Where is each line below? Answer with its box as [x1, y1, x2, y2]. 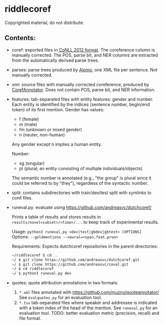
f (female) [19, 116, 39, 122]
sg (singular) [19, 160, 45, 166]
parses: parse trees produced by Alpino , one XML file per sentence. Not [11, 67, 158, 73]
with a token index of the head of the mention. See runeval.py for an [19, 305, 158, 311]
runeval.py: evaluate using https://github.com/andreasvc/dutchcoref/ [11, 204, 152, 210]
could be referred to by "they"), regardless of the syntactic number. [11, 180, 148, 186]
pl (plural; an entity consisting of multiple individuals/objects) [19, 165, 143, 171]
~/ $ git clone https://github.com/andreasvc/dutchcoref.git [11, 257, 140, 262]
